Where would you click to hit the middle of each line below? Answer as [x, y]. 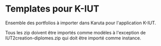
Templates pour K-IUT [52, 9]
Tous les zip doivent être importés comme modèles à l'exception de [75, 32]
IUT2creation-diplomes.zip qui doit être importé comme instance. [73, 38]
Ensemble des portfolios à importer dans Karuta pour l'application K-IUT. [81, 23]
